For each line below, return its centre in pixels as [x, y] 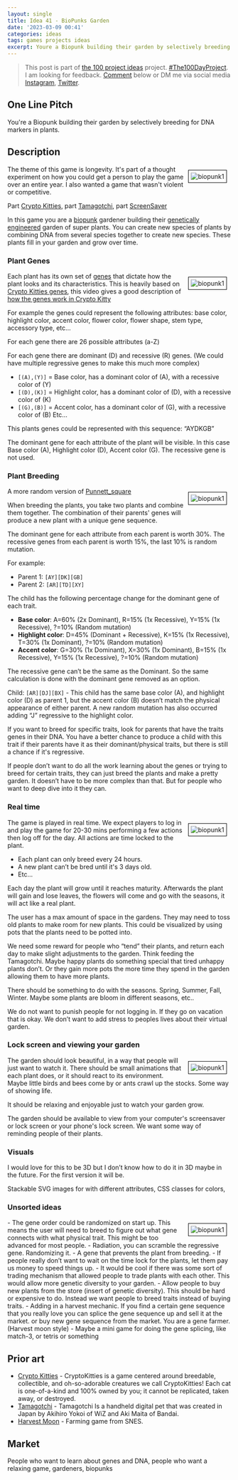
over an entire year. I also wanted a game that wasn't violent [95, 184]
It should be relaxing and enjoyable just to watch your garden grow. [106, 1104]
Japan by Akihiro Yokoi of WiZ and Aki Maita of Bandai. [98, 1414]
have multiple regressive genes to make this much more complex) [104, 363]
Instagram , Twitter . [52, 82]
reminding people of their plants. [55, 1133]
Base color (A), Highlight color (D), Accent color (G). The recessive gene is [117, 450]
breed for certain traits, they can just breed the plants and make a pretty [113, 773]
